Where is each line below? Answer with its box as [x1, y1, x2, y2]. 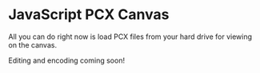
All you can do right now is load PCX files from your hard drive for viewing [8, 32, 253, 41]
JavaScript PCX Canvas [8, 6, 170, 24]
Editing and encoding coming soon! [8, 56, 126, 65]
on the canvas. [8, 40, 58, 49]
